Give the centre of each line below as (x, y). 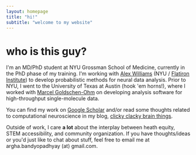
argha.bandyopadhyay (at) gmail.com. (52, 146)
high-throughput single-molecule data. (53, 99)
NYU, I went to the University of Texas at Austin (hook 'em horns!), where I (96, 86)
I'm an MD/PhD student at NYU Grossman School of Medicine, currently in (96, 67)
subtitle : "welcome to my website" (49, 22)
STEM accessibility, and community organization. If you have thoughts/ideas (98, 134)
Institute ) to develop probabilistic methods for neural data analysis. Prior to (96, 80)
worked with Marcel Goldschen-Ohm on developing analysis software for (94, 92)
